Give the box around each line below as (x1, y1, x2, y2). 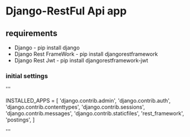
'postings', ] (5, 116, 35, 124)
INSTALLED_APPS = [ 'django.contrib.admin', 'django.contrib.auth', (5, 97, 171, 105)
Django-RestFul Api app (5, 4, 127, 18)
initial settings (5, 72, 49, 80)
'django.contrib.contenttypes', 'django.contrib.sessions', (5, 103, 146, 111)
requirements (5, 28, 58, 38)
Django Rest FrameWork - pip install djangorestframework (14, 50, 158, 58)
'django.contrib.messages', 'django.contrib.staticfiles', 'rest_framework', (5, 110, 185, 117)
